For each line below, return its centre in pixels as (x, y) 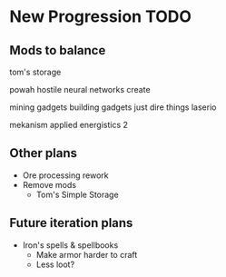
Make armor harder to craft (87, 254)
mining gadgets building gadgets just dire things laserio (113, 107)
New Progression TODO (101, 17)
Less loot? (55, 264)
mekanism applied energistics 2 (69, 125)
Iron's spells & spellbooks (70, 245)
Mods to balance (58, 50)
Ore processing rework (65, 175)
